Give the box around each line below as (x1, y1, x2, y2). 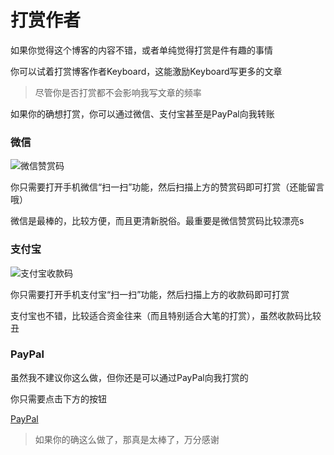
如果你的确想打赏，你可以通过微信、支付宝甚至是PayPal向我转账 (10, 107, 275, 120)
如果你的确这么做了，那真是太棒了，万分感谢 (34, 433, 220, 445)
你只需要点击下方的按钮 (10, 392, 107, 405)
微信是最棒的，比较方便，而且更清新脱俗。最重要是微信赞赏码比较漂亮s (10, 215, 305, 227)
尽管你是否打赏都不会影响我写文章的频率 (34, 86, 202, 98)
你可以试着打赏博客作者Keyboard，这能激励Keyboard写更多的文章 (10, 65, 283, 77)
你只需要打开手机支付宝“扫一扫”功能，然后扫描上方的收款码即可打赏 (10, 288, 290, 300)
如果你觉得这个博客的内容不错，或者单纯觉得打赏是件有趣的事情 (10, 44, 273, 56)
